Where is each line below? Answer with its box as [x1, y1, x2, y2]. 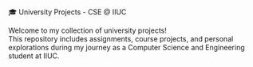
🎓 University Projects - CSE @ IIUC [8, 7, 127, 17]
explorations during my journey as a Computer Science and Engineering [8, 43, 245, 52]
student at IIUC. [8, 51, 60, 61]
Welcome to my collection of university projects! [8, 26, 168, 35]
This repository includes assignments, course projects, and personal [8, 34, 234, 43]
